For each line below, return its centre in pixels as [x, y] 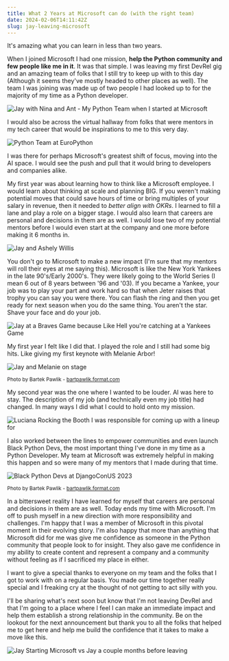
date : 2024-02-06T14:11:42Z [47, 20]
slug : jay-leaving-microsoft [49, 26]
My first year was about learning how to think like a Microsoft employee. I [111, 184]
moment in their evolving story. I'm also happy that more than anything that [113, 531]
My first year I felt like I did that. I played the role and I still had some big [109, 347]
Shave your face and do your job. [54, 312]
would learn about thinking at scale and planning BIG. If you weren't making [114, 191]
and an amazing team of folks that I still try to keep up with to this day [105, 73]
